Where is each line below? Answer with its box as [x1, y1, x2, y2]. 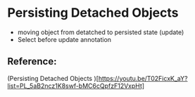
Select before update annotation [17, 35, 111, 43]
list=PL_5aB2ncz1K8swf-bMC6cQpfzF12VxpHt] [7, 82, 145, 90]
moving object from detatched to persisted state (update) [17, 28, 184, 36]
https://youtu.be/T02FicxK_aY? [98, 74, 188, 82]
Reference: [7, 56, 57, 68]
